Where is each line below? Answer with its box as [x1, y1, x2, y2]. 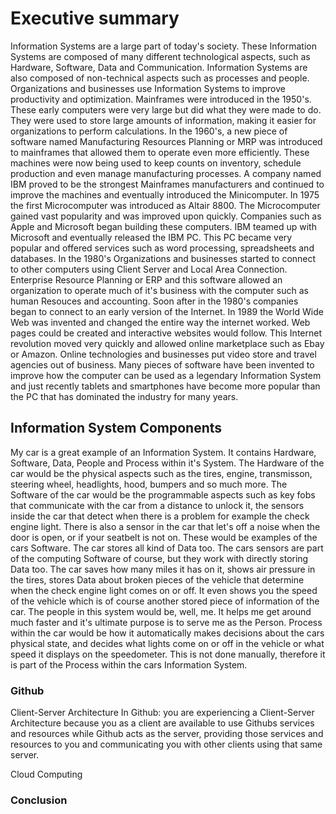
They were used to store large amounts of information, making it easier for [10, 114, 317, 126]
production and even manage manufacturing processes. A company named [10, 167, 322, 179]
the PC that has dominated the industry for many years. [10, 390, 239, 402]
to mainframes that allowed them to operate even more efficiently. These [10, 146, 310, 158]
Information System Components [10, 420, 223, 437]
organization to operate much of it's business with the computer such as [10, 284, 309, 296]
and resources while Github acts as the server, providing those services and [10, 728, 324, 740]
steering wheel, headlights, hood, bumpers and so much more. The [10, 478, 288, 490]
